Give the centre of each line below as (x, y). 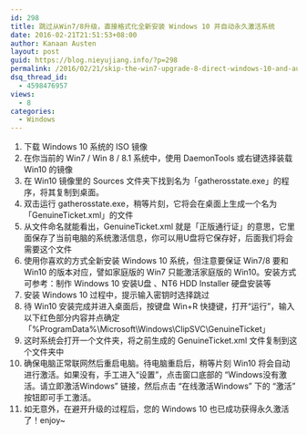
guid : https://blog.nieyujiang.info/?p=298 (94, 60)
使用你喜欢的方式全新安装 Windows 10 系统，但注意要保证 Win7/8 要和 (156, 261)
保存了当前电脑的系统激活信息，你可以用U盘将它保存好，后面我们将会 (163, 238)
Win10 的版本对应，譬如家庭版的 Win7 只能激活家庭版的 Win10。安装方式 (160, 272)
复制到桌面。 (79, 192)
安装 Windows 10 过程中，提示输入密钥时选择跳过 (117, 295)
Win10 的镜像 (48, 170)
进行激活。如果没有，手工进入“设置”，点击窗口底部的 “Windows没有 (151, 375)
